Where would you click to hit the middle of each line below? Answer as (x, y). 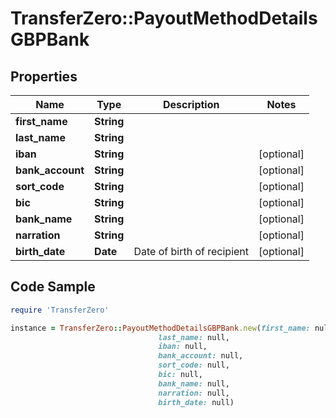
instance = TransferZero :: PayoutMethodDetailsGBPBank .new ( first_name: (160, 328)
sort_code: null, (194, 365)
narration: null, (194, 393)
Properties (44, 76)
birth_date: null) (196, 402)
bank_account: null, (201, 356)
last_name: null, (194, 337)
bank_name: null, (194, 383)
